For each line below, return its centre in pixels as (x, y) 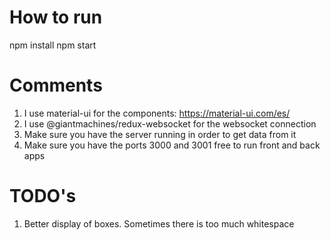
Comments (56, 85)
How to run (56, 17)
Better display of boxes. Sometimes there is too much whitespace (159, 223)
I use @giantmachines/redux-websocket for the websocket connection (170, 123)
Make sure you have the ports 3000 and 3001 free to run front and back (172, 145)
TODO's (43, 196)
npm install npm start (53, 45)
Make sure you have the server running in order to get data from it (160, 134)
